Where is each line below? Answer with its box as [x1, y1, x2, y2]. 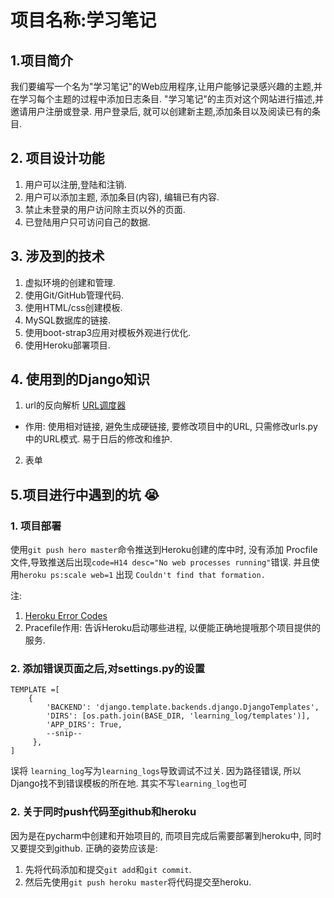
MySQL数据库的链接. [24, 314, 112, 326]
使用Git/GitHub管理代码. [24, 289, 124, 301]
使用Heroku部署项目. [24, 339, 111, 351]
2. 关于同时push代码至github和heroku [10, 805, 197, 819]
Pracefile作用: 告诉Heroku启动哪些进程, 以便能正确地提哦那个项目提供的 [24, 622, 322, 634]
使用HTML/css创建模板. [24, 301, 123, 313]
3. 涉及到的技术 [10, 248, 105, 265]
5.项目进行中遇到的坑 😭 [10, 486, 160, 503]
